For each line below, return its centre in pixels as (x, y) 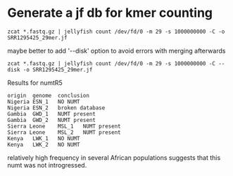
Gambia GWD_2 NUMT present (52, 120)
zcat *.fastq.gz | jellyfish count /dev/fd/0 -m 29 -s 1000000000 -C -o (116, 32)
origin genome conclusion (49, 95)
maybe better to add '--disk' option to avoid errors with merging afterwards (116, 50)
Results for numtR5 (35, 83)
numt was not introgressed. (47, 165)
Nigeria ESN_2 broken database (56, 108)
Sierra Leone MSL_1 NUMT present (64, 126)
